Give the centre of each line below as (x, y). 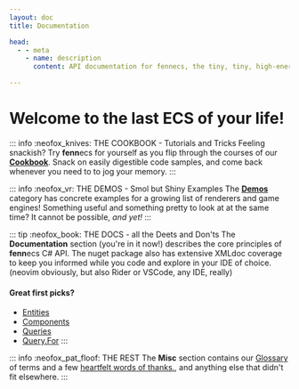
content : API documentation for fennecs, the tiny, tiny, (142, 67)
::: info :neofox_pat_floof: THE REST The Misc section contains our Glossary (149, 358)
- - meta (33, 50)
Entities (36, 312)
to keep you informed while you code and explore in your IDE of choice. (141, 263)
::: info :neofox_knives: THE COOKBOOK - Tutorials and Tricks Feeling (137, 142)
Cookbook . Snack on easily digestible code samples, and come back (136, 162)
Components (46, 322)
